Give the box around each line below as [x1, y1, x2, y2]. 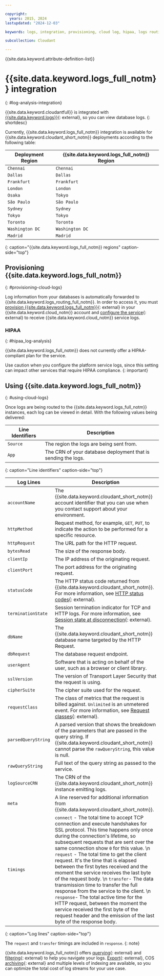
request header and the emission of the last [55, 912, 155, 919]
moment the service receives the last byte [55, 869, 151, 876]
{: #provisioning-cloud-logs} [5, 284, 62, 290]
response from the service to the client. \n [55, 887, 151, 894]
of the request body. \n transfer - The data [55, 875, 154, 882]
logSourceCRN [7, 780, 38, 786]
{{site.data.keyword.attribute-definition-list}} [5, 56, 95, 62]
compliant [5, 353, 25, 359]
